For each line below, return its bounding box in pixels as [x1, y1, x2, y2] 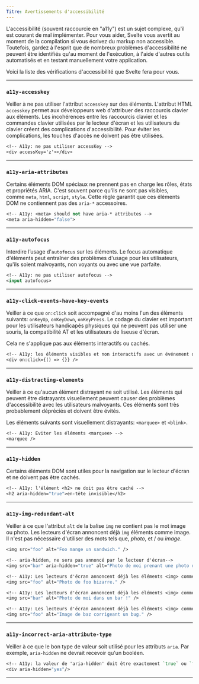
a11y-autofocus [6, 236, 50, 243]
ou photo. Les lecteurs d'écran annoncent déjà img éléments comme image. [6, 529, 191, 536]
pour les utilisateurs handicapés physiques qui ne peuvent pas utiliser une [6, 322, 187, 330]
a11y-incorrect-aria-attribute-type [6, 631, 112, 638]
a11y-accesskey [6, 88, 50, 95]
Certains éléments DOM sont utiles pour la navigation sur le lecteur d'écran [6, 467, 190, 475]
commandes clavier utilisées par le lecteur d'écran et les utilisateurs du [6, 119, 180, 126]
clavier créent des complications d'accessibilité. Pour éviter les [6, 125, 160, 132]
